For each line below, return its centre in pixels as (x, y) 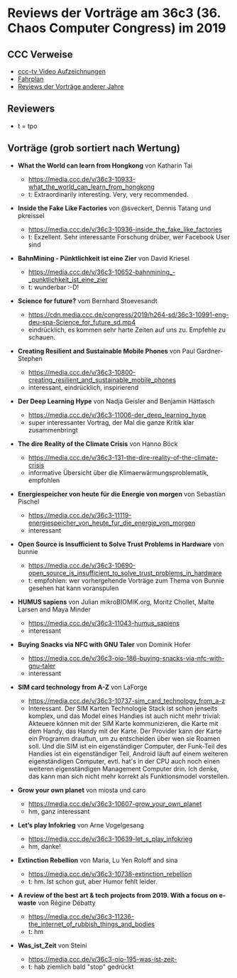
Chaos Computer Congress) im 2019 (117, 28)
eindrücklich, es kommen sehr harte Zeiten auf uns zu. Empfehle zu (127, 330)
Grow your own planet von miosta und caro (82, 790)
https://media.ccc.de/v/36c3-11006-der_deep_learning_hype (117, 415)
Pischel (28, 501)
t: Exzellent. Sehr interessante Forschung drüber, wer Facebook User (129, 237)
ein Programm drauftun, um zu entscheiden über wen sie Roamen (124, 738)
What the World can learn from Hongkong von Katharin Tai (105, 165)
